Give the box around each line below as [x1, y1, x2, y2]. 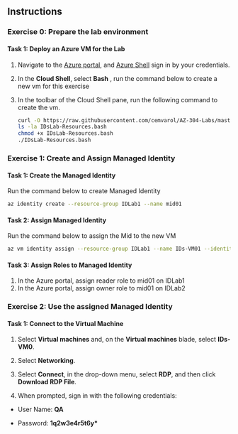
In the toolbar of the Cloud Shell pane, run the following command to [17, 95, 218, 104]
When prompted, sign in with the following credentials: [17, 391, 177, 400]
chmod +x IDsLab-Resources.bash [17, 130, 113, 137]
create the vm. [17, 103, 60, 112]
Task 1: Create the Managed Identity [7, 170, 116, 180]
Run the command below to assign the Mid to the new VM [7, 232, 176, 240]
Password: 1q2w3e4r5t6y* [17, 419, 98, 428]
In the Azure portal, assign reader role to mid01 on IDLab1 [17, 276, 186, 285]
